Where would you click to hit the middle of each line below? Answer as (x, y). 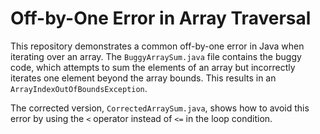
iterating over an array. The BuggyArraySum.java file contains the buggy (156, 56)
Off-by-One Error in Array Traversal (161, 18)
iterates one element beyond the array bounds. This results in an (143, 78)
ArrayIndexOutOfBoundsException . (79, 88)
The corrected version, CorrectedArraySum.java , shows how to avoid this (160, 108)
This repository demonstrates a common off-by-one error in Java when (157, 46)
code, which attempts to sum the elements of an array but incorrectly (153, 67)
